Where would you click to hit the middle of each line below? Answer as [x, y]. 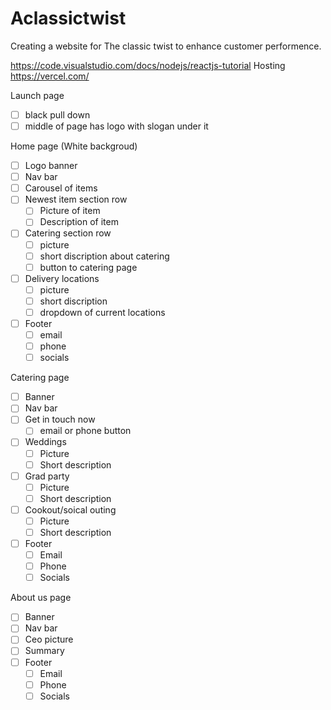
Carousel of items [61, 188]
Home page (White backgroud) [74, 146]
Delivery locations [62, 278]
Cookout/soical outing [70, 509]
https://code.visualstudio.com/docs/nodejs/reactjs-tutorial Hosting [148, 65]
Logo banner [51, 166]
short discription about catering [104, 256]
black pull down [57, 114]
